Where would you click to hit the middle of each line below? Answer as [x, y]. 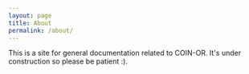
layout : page [30, 16]
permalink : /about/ [41, 30]
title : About [30, 23]
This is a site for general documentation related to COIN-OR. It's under [125, 53]
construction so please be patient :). [68, 61]
